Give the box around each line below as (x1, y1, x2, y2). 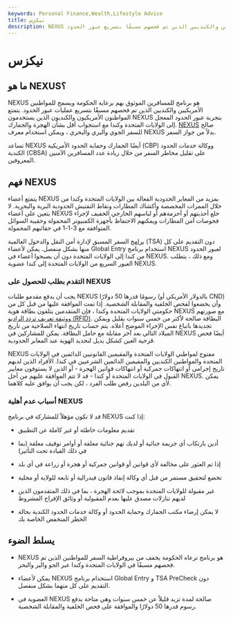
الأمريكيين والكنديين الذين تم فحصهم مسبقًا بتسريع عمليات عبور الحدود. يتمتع (8, 106, 203, 114)
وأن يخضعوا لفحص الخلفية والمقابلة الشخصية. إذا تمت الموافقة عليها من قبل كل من (8, 300, 221, 308)
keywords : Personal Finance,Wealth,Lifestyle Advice (8, 10, 163, 17)
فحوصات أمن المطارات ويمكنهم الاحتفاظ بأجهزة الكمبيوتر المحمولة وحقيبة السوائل (8, 217, 219, 225)
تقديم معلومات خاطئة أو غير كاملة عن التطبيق (17, 425, 136, 434)
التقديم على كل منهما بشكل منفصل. (17, 581, 111, 589)
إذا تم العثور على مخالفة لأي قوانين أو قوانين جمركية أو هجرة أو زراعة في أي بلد (17, 459, 221, 468)
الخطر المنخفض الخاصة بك (17, 515, 87, 523)
